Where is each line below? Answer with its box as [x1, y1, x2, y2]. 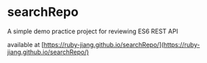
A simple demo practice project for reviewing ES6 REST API [7, 27, 178, 35]
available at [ [7, 40, 44, 48]
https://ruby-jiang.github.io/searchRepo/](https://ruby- [43, 40, 200, 48]
